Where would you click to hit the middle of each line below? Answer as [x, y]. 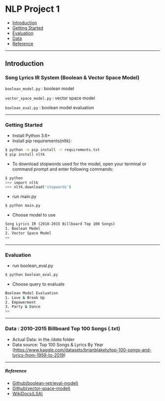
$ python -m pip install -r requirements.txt [52, 150]
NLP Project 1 [32, 9]
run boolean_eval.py [33, 265]
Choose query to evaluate [38, 284]
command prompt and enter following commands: [63, 169]
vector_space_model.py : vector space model [50, 98]
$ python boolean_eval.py [31, 275]
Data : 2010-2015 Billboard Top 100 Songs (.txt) [63, 329]
